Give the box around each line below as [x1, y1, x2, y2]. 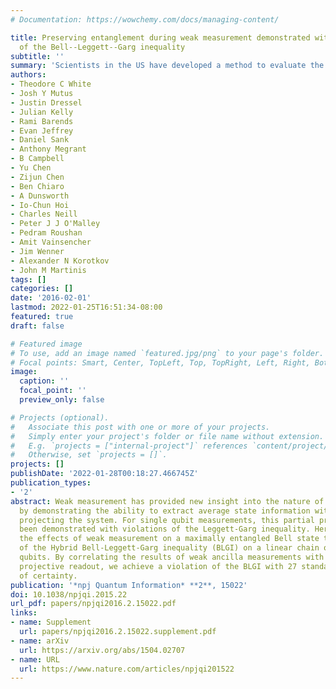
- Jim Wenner [10, 246, 65, 256]
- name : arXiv [10, 636, 70, 646]
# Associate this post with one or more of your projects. [10, 422, 271, 432]
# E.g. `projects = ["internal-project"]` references [10, 441, 248, 451]
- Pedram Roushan [10, 228, 83, 238]
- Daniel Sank [10, 135, 70, 145]
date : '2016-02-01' [10, 293, 92, 303]
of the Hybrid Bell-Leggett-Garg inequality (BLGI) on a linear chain [19, 543, 320, 553]
